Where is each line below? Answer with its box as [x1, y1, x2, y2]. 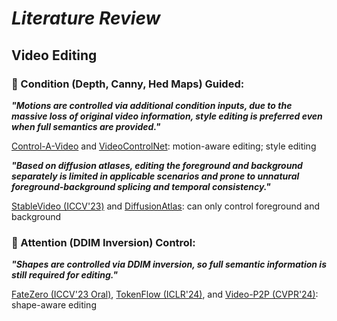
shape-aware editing [11, 299, 97, 311]
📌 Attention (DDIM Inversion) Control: [11, 235, 196, 249]
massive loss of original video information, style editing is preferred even [11, 110, 323, 122]
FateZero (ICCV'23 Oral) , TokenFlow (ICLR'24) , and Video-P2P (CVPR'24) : [11, 288, 319, 301]
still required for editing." [11, 269, 118, 281]
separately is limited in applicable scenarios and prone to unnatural [11, 170, 300, 182]
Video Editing [11, 47, 98, 64]
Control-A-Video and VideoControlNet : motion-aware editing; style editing [11, 140, 317, 152]
